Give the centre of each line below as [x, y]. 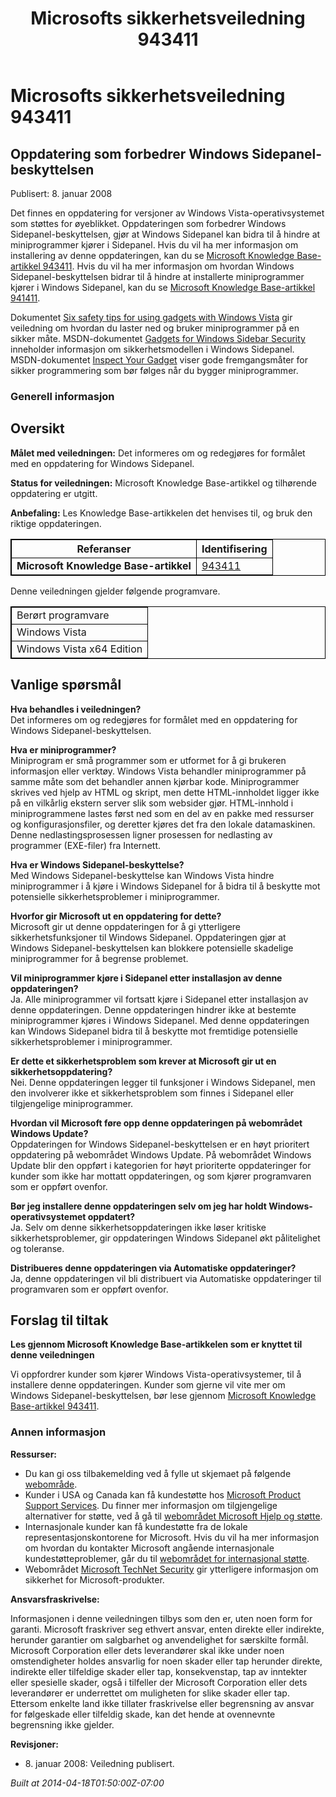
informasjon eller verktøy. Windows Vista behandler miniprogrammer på [158, 771]
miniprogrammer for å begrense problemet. [99, 958]
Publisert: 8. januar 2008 [61, 193]
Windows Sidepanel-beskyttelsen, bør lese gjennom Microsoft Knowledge [163, 1396]
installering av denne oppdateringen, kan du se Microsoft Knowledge [152, 255]
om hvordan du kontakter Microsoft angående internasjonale [149, 1548]
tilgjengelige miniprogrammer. [72, 1103]
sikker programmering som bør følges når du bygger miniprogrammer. [154, 370]
